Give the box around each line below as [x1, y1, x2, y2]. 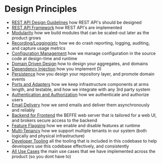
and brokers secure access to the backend [11, 117, 97, 123]
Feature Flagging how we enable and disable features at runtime [11, 122, 140, 128]
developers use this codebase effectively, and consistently [11, 143, 130, 149]
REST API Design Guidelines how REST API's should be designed [11, 19, 142, 25]
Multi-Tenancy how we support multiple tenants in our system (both [11, 128, 147, 133]
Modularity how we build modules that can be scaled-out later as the [11, 30, 149, 35]
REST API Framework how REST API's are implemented [11, 24, 122, 30]
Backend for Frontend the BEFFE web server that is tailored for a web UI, [11, 112, 157, 118]
